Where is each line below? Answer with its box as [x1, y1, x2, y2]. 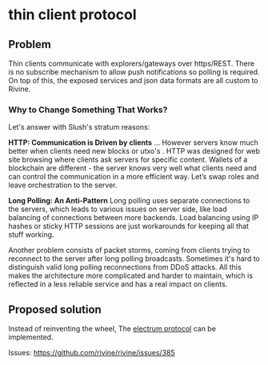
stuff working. [8, 230, 54, 239]
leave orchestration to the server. [8, 180, 118, 190]
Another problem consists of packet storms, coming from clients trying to [8, 246, 250, 255]
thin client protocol [8, 6, 137, 24]
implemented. [8, 332, 54, 342]
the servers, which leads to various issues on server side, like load [8, 204, 228, 214]
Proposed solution [8, 303, 102, 316]
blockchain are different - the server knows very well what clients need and [8, 163, 258, 173]
